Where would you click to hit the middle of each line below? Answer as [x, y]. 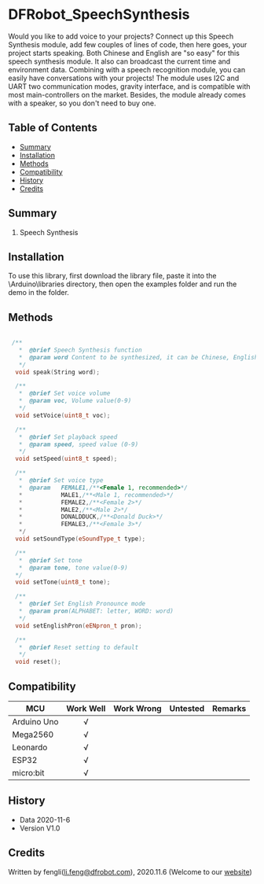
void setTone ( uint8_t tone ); [63, 582]
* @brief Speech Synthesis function [81, 350]
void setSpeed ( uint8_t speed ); [66, 459]
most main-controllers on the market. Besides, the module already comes [127, 94]
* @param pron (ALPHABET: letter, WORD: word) [96, 611]
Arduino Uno [35, 722]
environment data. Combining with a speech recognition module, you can [127, 69]
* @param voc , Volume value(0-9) [75, 401]
